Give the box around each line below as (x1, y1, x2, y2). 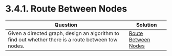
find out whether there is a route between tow (8, 36, 118, 43)
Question (54, 21, 78, 28)
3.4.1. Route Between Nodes (5, 3, 127, 15)
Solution (136, 21, 157, 28)
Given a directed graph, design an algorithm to (8, 30, 119, 37)
